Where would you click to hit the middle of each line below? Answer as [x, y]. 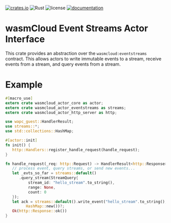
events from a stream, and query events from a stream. [63, 64]
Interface [25, 39]
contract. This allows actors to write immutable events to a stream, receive [83, 59]
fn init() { [18, 145]
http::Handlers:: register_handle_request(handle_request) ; [76, 150]
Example [24, 85]
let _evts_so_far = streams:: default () [54, 173]
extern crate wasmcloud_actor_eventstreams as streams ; [66, 108]
